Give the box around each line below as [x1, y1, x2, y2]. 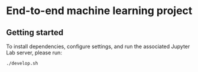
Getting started [6, 28, 64, 37]
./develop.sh [6, 60, 38, 66]
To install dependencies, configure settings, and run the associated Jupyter [6, 43, 190, 50]
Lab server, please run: [6, 49, 62, 56]
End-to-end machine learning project [6, 4, 193, 18]
